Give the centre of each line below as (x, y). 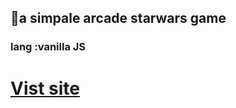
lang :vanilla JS (48, 47)
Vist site (45, 88)
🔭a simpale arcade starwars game (118, 18)
